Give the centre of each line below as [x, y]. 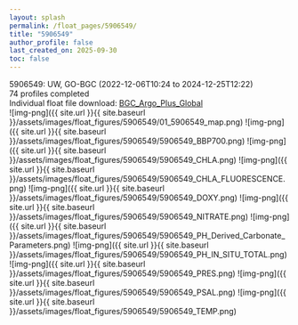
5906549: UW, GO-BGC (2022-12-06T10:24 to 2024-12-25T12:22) [131, 84]
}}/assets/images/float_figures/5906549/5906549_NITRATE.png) [129, 216]
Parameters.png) [40, 245]
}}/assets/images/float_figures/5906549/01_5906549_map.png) [126, 122]
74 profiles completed [49, 93]
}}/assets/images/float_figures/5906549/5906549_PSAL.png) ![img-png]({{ [148, 292]
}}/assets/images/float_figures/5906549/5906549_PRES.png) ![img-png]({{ [148, 273]
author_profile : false [51, 42]
